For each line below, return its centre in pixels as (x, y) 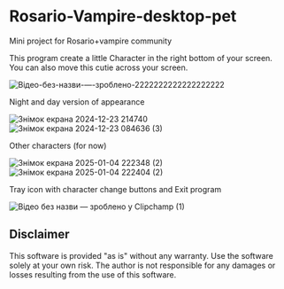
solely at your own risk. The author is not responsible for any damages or (142, 265)
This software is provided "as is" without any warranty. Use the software (142, 255)
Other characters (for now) (58, 145)
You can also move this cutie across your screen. (99, 67)
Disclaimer (39, 234)
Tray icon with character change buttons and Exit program (115, 189)
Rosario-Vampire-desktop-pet (123, 16)
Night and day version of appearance (77, 102)
